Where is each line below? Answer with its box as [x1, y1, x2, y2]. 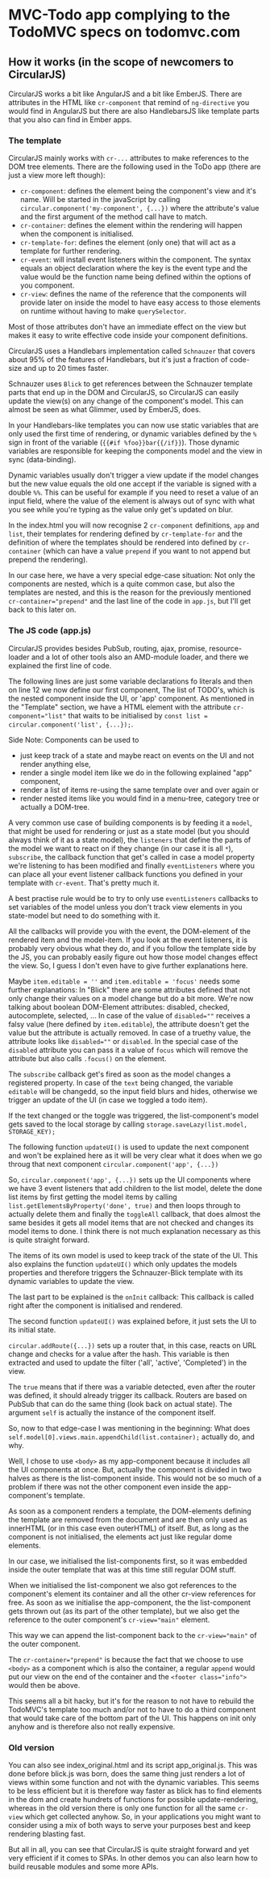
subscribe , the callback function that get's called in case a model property [8, 852, 255, 861]
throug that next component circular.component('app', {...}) [8, 1159, 219, 1168]
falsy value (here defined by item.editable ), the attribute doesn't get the [8, 1019, 250, 1029]
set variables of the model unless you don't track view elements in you [8, 902, 243, 912]
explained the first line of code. [8, 660, 112, 670]
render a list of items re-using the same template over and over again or [19, 785, 260, 794]
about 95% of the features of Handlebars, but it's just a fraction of [8, 355, 228, 364]
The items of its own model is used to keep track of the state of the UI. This [8, 1250, 259, 1260]
